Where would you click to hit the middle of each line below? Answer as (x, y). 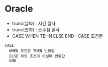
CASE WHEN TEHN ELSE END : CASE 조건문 (58, 36)
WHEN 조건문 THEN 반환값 (32, 51)
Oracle (19, 9)
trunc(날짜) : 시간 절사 (34, 23)
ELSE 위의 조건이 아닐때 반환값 (37, 56)
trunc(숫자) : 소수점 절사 (36, 29)
